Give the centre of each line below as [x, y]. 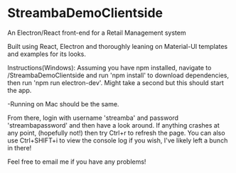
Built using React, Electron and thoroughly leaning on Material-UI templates [118, 46]
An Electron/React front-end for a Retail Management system [97, 33]
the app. [20, 90]
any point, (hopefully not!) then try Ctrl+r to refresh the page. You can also [116, 133]
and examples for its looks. [47, 54]
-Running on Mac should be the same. [63, 104]
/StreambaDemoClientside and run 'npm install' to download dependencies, [118, 75]
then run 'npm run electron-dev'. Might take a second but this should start [116, 82]
